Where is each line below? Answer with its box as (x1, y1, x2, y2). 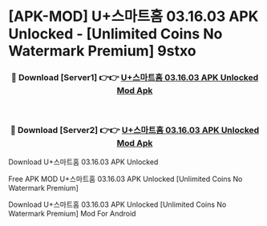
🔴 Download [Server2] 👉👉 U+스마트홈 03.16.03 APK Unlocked (10, 125, 260, 136)
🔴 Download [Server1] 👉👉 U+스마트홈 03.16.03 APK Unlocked (10, 72, 259, 83)
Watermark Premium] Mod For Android (8, 208, 136, 218)
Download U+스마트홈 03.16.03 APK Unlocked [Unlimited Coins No (8, 200, 227, 209)
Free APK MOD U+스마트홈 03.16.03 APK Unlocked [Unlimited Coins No (8, 174, 243, 184)
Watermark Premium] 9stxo (8, 42, 196, 60)
